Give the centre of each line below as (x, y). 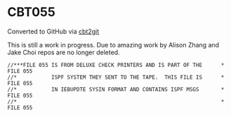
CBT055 (32, 12)
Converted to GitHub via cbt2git (53, 31)
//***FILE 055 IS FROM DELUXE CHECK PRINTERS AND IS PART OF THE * (116, 65)
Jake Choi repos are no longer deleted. (64, 52)
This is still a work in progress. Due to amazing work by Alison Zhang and (113, 45)
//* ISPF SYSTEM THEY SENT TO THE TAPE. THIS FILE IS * (116, 77)
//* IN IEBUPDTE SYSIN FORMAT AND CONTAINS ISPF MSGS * (116, 89)
